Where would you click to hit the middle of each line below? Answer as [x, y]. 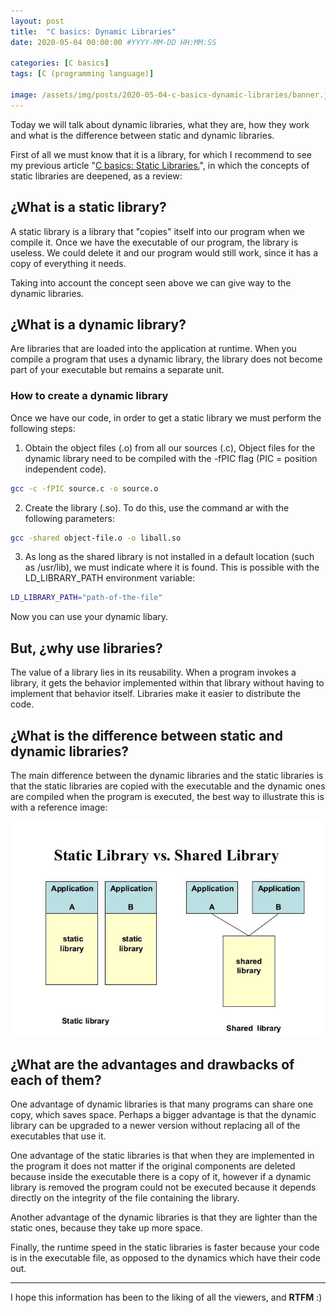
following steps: [43, 428]
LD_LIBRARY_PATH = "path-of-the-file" [86, 598]
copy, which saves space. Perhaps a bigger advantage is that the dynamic [163, 1115]
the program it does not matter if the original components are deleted [153, 1166]
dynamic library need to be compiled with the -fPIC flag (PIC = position [171, 458]
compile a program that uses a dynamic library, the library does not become [166, 359]
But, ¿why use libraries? [86, 648]
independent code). [65, 469]
